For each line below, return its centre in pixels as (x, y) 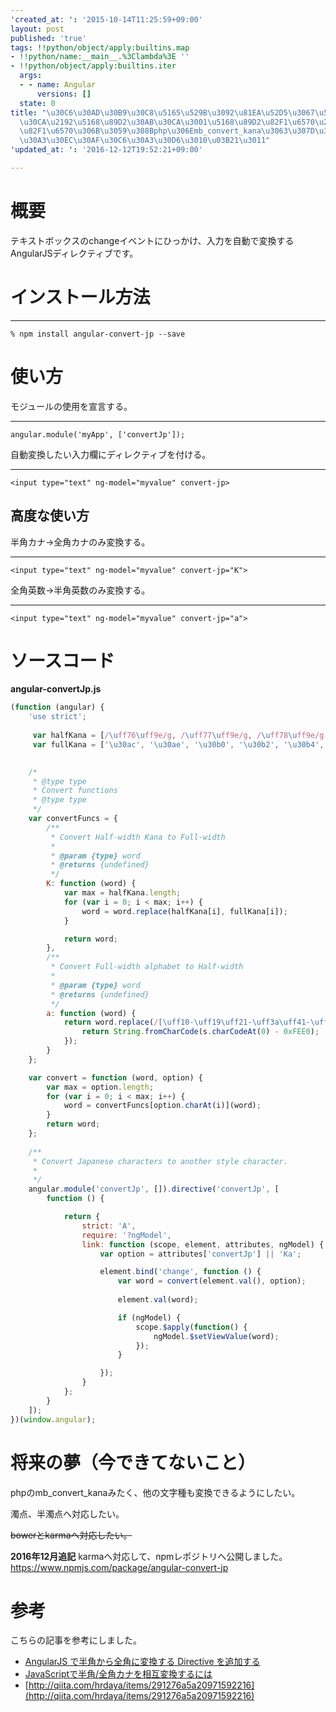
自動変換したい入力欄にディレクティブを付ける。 (111, 454)
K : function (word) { (91, 884)
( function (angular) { (57, 707)
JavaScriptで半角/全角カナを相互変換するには (118, 1674)
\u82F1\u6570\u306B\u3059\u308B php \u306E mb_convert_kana (140, 131)
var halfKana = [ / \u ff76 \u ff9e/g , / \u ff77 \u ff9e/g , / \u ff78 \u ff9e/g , (180, 736)
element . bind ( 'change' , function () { (180, 1272)
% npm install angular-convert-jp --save (98, 334)
